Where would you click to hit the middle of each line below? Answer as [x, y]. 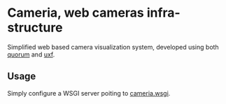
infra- [163, 13]
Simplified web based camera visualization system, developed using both [113, 47]
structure [35, 28]
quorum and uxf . [31, 54]
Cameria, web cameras [76, 13]
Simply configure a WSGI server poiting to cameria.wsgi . [89, 93]
